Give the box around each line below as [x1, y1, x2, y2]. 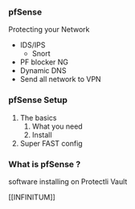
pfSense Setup [8, 95, 68, 106]
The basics [19, 113, 57, 122]
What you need [31, 121, 83, 131]
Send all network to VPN [19, 75, 102, 84]
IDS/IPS [19, 40, 46, 50]
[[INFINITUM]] [8, 192, 56, 202]
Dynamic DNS [19, 66, 67, 76]
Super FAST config [19, 138, 83, 148]
